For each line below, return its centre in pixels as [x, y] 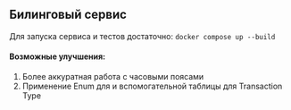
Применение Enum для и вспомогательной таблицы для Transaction [152, 86]
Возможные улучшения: [57, 56]
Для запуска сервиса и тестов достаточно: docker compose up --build [142, 36]
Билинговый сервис [68, 15]
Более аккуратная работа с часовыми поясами [113, 77]
